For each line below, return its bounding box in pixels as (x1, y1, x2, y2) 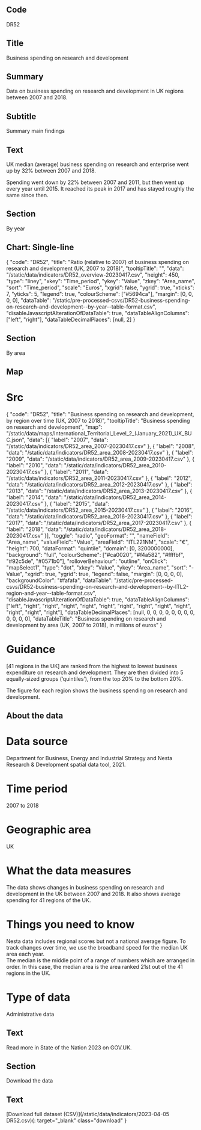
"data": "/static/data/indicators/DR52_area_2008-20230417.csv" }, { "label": (6, 449, 194, 456)
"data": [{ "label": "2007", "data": (26, 436, 109, 443)
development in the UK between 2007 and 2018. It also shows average (6, 890, 181, 897)
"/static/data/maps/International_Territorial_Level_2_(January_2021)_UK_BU (6, 429, 192, 437)
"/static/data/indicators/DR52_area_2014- (64, 493, 167, 501)
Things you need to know (6, 918, 135, 932)
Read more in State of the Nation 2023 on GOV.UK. (6, 1043, 132, 1051)
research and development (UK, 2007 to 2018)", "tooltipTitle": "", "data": (6, 265, 184, 272)
